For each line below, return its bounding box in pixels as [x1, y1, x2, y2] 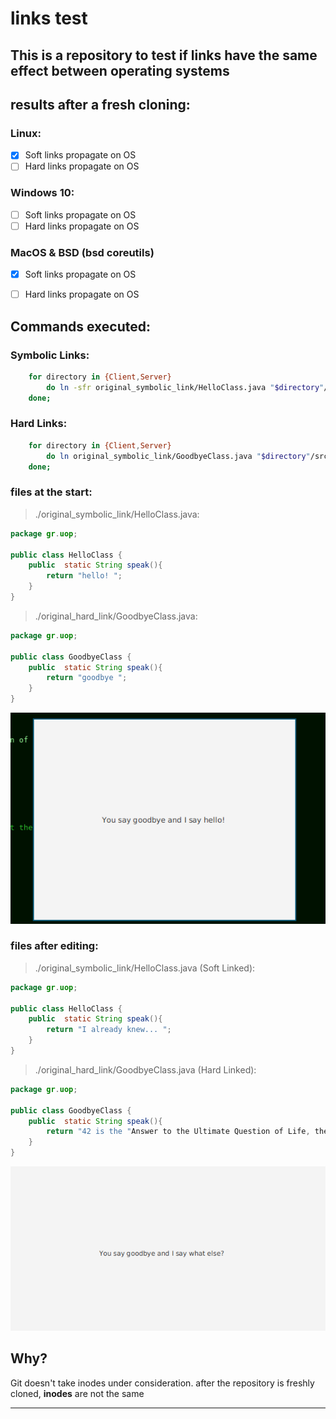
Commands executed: [10, 318, 152, 335]
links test [10, 7, 88, 30]
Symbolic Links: [10, 348, 90, 362]
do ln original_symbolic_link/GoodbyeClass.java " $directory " [46, 451, 311, 461]
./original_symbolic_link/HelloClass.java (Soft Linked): [34, 962, 256, 974]
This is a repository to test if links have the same [10, 47, 318, 64]
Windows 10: [10, 186, 75, 200]
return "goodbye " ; [46, 673, 128, 683]
